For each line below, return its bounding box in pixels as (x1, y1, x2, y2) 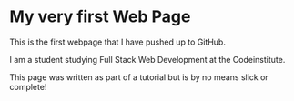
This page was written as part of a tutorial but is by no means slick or (9, 71, 269, 83)
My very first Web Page (9, 6, 191, 27)
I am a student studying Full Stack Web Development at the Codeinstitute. (9, 54, 286, 65)
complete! (9, 81, 47, 92)
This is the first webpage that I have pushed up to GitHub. (9, 36, 226, 47)
